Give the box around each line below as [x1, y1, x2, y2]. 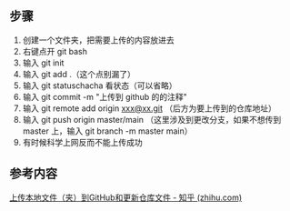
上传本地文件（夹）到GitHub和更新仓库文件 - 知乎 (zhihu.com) [9, 192, 243, 203]
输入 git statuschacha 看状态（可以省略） [22, 80, 177, 91]
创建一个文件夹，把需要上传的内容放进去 [22, 35, 175, 45]
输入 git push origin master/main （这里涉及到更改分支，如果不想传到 [22, 114, 282, 125]
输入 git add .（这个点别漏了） [22, 68, 136, 79]
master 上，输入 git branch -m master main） [22, 126, 193, 136]
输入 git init [22, 57, 65, 68]
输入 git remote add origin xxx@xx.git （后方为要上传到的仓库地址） [22, 103, 277, 114]
